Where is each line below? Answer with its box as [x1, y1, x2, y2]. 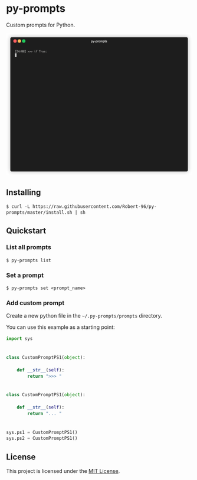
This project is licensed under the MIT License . [6, 468, 120, 475]
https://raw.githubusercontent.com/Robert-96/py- [32, 204, 157, 210]
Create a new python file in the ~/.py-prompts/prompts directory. [6, 312, 162, 319]
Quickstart [6, 226, 47, 236]
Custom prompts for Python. [6, 21, 75, 28]
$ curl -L [6, 204, 31, 210]
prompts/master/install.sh [6, 210, 73, 215]
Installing [6, 187, 41, 197]
